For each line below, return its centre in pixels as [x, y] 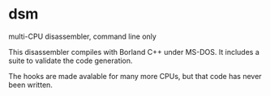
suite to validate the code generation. [71, 61]
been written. [30, 85]
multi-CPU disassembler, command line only [82, 36]
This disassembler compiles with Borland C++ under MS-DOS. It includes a [134, 52]
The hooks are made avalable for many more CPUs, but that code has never [135, 76]
